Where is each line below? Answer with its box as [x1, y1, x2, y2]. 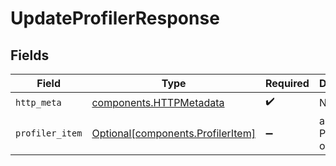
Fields [10, 47, 50, 64]
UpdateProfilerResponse [10, 7, 220, 30]
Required [264, 77, 310, 90]
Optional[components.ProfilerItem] [91, 127, 256, 140]
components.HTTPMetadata [91, 95, 225, 109]
